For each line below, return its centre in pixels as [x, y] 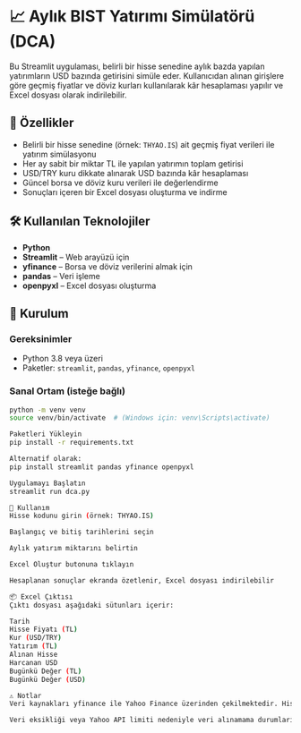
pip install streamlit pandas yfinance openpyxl [102, 467]
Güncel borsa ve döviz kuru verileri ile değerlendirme [120, 183]
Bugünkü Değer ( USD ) [48, 679]
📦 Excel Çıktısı [41, 597]
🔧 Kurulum [39, 313]
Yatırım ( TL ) [34, 646]
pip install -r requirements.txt [72, 443]
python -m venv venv [48, 410]
